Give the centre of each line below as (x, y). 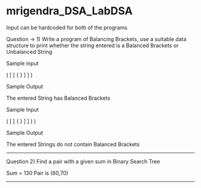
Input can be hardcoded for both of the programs (67, 27)
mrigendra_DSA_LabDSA (69, 11)
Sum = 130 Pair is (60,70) (37, 173)
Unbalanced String (29, 51)
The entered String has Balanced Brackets (58, 98)
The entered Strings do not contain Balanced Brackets (73, 144)
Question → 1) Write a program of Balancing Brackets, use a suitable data (96, 39)
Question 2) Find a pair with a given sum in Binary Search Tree (83, 161)
